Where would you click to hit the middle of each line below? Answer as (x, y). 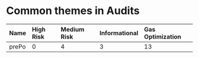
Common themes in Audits (73, 11)
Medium (73, 29)
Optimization (163, 36)
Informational (119, 33)
